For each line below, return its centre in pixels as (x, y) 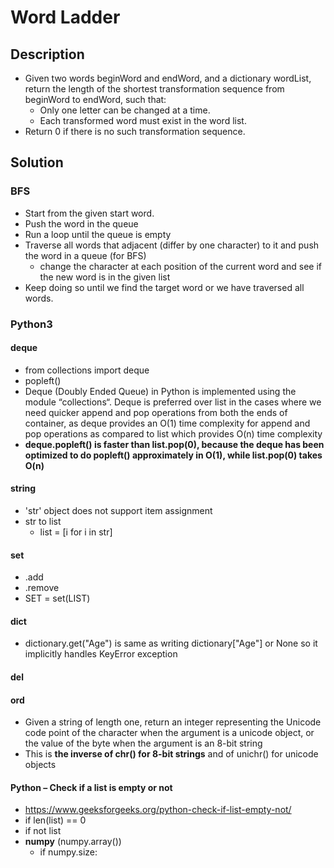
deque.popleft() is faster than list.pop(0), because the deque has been (174, 444)
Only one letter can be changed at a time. (125, 110)
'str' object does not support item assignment (118, 511)
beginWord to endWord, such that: (95, 99)
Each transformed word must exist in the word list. (143, 120)
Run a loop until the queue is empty (98, 234)
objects (40, 765)
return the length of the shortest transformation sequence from (154, 89)
